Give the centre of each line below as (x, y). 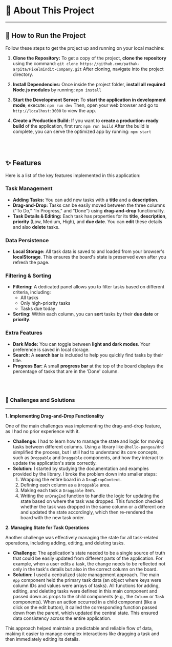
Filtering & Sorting (28, 276)
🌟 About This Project (50, 11)
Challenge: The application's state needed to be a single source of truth (89, 553)
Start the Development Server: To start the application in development (89, 100)
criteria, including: (32, 292)
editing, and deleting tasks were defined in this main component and (85, 591)
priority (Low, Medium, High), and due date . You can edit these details (88, 221)
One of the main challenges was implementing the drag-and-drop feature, (83, 426)
